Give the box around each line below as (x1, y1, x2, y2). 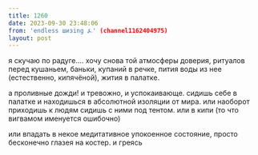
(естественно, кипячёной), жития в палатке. (8, 73, 160, 82)
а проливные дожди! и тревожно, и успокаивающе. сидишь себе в (8, 89, 238, 98)
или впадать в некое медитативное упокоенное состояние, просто (8, 129, 239, 139)
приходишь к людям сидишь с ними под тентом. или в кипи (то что (8, 105, 239, 115)
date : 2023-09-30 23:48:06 (8, 19, 99, 27)
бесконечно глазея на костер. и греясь (8, 137, 143, 148)
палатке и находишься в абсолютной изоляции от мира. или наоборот (8, 97, 250, 106)
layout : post (8, 34, 52, 42)
